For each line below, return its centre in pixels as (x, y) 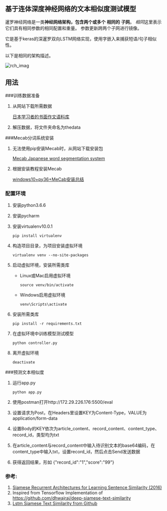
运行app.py (24, 382)
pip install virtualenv (37, 236)
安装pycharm (26, 215)
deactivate (24, 362)
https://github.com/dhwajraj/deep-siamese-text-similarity (72, 498)
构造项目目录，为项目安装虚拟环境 (47, 245)
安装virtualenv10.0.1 (32, 226)
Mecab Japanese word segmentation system (59, 158)
